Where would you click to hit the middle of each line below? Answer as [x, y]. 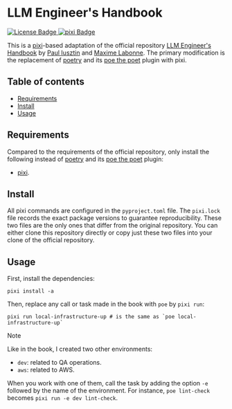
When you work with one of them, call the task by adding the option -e [108, 383]
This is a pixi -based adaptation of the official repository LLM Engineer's [109, 45]
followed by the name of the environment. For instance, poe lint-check [108, 391]
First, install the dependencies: [51, 279]
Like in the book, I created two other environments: [80, 349]
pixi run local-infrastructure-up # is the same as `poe [91, 317]
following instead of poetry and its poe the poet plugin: [86, 159]
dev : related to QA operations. [59, 363]
